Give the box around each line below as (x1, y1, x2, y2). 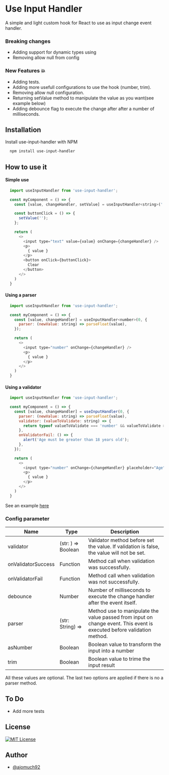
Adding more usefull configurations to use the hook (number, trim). (12, 84, 151, 90)
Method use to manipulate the (88, 607, 159, 614)
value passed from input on (88, 614, 153, 621)
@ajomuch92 (12, 764, 41, 770)
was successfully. (88, 564, 131, 571)
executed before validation (88, 626, 151, 634)
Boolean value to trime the (88, 655, 150, 662)
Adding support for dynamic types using (12, 49, 97, 56)
